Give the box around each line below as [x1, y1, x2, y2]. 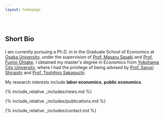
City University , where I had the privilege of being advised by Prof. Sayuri [5, 64, 154, 70]
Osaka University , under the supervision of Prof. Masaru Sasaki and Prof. [5, 54, 153, 60]
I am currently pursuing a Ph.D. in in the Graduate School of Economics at [5, 48, 155, 54]
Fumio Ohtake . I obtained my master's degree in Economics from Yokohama [5, 59, 159, 65]
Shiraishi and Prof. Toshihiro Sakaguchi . [5, 70, 86, 75]
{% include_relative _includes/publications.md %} [5, 98, 106, 104]
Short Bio [5, 35, 34, 43]
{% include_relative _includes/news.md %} [5, 89, 92, 94]
